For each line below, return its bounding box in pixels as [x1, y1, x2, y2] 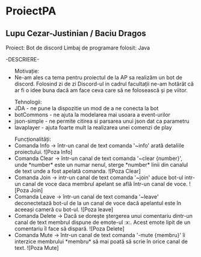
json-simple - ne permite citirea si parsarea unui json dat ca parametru [14, 117, 190, 125]
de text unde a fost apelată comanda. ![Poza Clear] [14, 167, 141, 175]
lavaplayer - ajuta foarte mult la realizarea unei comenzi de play [14, 124, 172, 131]
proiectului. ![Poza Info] [14, 149, 73, 155]
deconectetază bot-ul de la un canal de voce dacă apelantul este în [14, 200, 182, 206]
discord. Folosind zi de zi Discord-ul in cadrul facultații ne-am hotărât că [14, 80, 194, 87]
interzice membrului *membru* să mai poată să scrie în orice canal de [14, 238, 188, 245]
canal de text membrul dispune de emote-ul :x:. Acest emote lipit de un [14, 218, 191, 226]
